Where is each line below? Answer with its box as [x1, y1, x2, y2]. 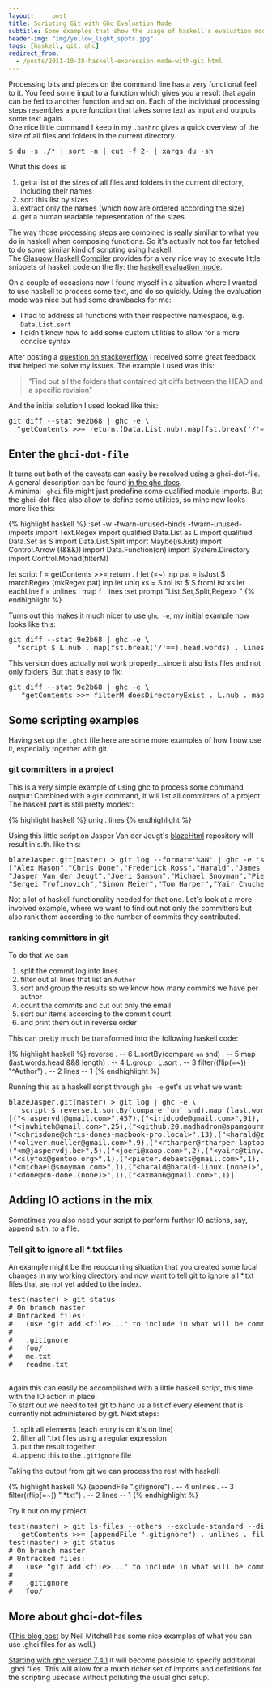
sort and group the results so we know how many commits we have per [19, 983, 259, 993]
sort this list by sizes [19, 194, 89, 204]
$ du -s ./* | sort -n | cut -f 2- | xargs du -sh [8, 147, 214, 155]
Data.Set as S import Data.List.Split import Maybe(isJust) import [8, 536, 223, 546]
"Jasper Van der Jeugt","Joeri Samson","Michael [8, 871, 205, 880]
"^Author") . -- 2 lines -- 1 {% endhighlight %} [8, 1066, 160, 1076]
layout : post [8, 11, 67, 20]
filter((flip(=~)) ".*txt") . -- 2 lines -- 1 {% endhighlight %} [8, 1491, 198, 1501]
